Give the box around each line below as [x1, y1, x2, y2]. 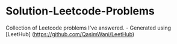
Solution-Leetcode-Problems [5, 4, 155, 18]
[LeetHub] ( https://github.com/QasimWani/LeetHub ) [5, 30, 135, 37]
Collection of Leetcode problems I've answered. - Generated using [5, 24, 171, 31]
